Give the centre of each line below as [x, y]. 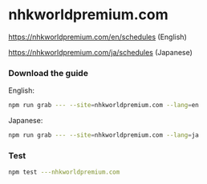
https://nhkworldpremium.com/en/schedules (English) [97, 37]
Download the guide [48, 73]
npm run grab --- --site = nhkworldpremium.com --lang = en [103, 106]
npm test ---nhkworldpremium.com [64, 172]
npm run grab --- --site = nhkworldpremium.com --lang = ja [103, 135]
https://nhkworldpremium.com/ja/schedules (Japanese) [100, 52]
